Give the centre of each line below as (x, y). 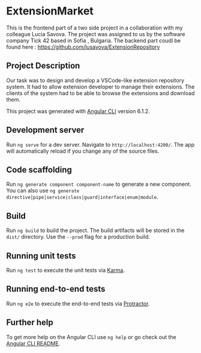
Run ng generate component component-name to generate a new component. (99, 184)
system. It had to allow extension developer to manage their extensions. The (100, 87)
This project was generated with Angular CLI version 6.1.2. (78, 111)
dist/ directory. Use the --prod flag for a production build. (78, 237)
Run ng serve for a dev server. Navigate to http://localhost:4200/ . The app (100, 144)
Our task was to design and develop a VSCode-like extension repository (95, 80)
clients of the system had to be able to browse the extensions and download (100, 93)
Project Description (43, 66)
